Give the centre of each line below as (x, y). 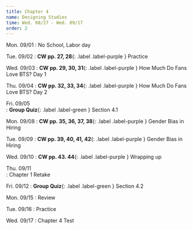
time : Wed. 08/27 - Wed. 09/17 (45, 23)
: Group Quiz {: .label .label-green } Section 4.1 (62, 110)
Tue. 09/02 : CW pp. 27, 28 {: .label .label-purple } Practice (77, 56)
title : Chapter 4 (27, 12)
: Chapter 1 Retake (28, 175)
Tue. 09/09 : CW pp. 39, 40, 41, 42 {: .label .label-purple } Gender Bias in (94, 139)
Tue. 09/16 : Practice (31, 209)
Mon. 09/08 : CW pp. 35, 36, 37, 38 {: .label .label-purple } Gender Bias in (95, 122)
